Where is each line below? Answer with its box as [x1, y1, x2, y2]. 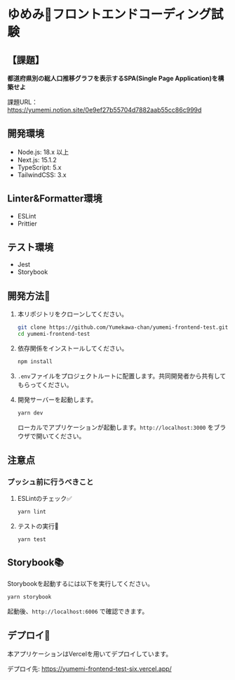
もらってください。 [17, 380, 73, 388]
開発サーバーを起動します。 [17, 395, 98, 404]
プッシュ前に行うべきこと [7, 477, 94, 487]
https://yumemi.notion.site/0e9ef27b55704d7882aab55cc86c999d [7, 106, 202, 114]
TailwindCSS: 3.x [17, 170, 67, 179]
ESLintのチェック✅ [17, 495, 72, 503]
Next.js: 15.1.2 [17, 155, 58, 164]
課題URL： [7, 98, 39, 106]
